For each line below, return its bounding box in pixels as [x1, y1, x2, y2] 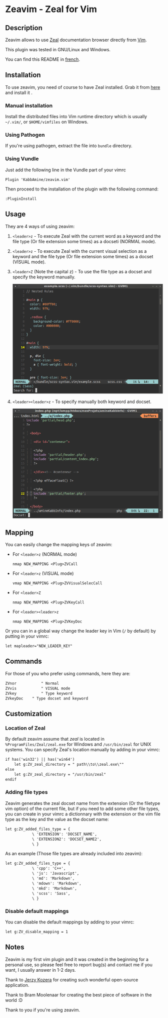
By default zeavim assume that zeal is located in [5, 736, 105, 742]
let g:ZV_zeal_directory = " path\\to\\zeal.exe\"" [14, 762, 124, 767]
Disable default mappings [5, 907, 69, 914]
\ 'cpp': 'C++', [31, 866, 66, 871]
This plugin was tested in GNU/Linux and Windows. [5, 47, 111, 52]
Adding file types [5, 789, 48, 796]
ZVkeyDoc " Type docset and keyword [5, 696, 88, 701]
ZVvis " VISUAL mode [5, 686, 70, 691]
